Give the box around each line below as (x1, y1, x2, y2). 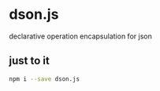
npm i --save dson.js (9, 75, 80, 83)
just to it (9, 54, 50, 67)
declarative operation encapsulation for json (9, 31, 152, 41)
